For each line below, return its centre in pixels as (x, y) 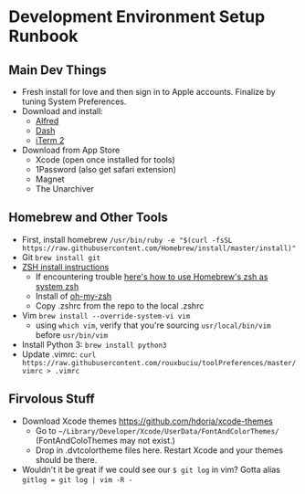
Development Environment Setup (137, 17)
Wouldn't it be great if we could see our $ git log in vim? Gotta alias (151, 469)
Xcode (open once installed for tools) (105, 160)
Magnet (50, 179)
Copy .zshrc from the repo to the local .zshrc (120, 305)
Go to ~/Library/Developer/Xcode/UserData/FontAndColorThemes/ (157, 430)
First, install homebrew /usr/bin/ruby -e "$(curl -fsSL (127, 239)
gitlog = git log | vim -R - (77, 480)
